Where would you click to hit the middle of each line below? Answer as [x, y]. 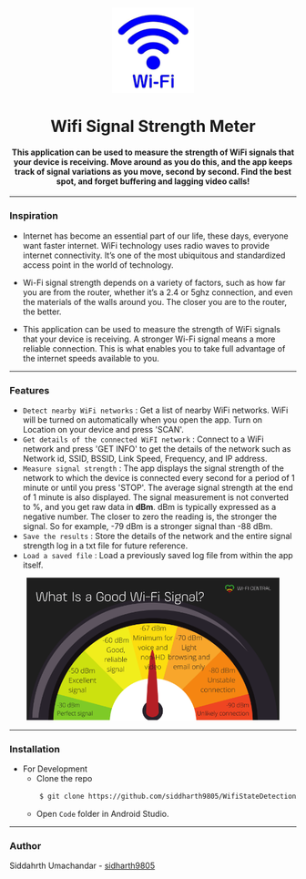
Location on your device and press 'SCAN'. [103, 429]
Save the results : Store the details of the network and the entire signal [157, 536]
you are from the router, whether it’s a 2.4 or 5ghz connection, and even [158, 292]
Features [30, 390]
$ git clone [62, 797]
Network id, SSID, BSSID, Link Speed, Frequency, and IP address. [145, 458]
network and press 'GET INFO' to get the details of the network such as [157, 448]
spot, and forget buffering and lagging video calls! [153, 181]
